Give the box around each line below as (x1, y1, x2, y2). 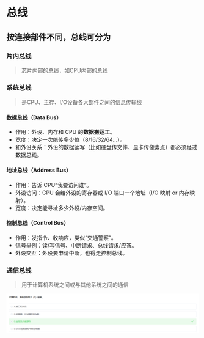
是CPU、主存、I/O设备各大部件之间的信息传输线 (21, 98, 142, 106)
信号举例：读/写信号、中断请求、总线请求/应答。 (15, 241, 137, 249)
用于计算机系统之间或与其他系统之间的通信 (21, 281, 129, 288)
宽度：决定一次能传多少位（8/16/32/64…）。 (15, 136, 126, 144)
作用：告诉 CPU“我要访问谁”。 (15, 181, 92, 188)
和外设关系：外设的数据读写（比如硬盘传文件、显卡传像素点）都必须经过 (15, 144, 197, 151)
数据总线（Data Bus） (6, 114, 62, 121)
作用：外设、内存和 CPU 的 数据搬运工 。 (15, 128, 116, 136)
